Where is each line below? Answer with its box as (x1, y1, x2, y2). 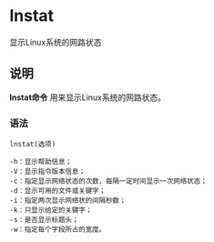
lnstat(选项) (9, 140, 56, 149)
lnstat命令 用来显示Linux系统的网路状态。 (9, 92, 167, 103)
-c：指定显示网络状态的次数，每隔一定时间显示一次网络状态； (9, 176, 208, 187)
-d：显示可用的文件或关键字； (9, 187, 107, 196)
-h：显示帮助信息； (9, 157, 73, 166)
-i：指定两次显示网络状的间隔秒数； (9, 197, 127, 206)
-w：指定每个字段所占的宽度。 (9, 225, 107, 235)
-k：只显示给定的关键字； (9, 206, 93, 215)
